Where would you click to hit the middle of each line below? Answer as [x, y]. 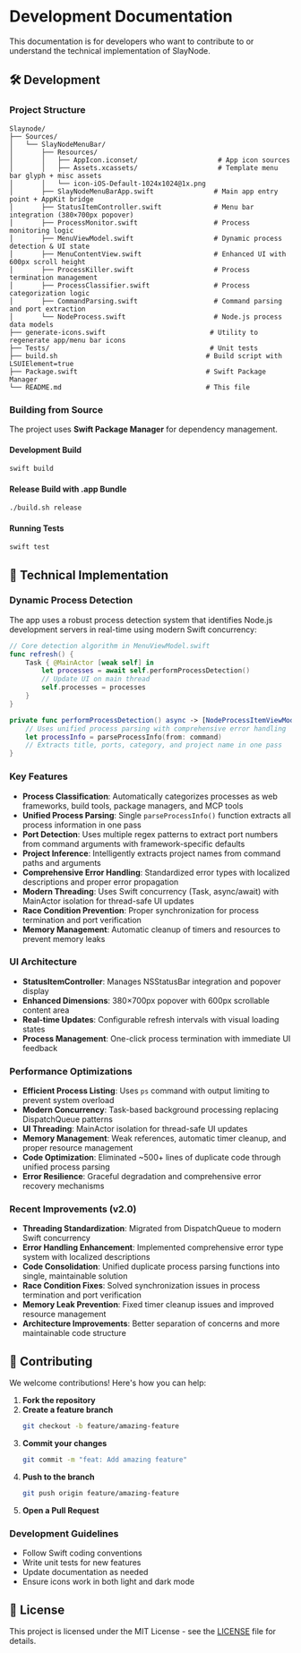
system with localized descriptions [86, 1257]
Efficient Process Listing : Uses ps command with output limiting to [146, 1091]
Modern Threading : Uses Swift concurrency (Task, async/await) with [150, 891]
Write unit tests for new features [82, 1563]
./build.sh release [46, 508]
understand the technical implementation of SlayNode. [110, 50]
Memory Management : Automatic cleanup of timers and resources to [151, 929]
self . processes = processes [94, 688]
